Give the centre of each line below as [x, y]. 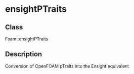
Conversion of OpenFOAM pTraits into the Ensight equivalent [67, 66]
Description [23, 54]
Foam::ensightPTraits [27, 39]
